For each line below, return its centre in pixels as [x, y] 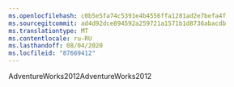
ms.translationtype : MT [49, 31]
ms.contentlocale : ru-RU [50, 38]
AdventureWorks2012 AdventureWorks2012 [80, 76]
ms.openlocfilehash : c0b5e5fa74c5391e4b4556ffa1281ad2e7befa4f [117, 16]
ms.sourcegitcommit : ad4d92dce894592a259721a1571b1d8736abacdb [117, 23]
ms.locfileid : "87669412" [52, 53]
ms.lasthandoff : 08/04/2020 [56, 46]
